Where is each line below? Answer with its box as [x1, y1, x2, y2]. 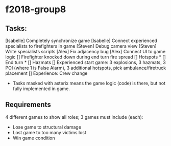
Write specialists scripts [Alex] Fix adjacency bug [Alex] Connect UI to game [5, 49, 166, 54]
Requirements [5, 100, 51, 109]
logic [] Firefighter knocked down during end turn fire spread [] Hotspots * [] [5, 54, 166, 60]
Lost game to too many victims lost [12, 129, 87, 135]
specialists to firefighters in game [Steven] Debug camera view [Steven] [5, 43, 157, 49]
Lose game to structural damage [12, 124, 82, 130]
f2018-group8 [5, 4, 66, 15]
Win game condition [12, 135, 55, 141]
